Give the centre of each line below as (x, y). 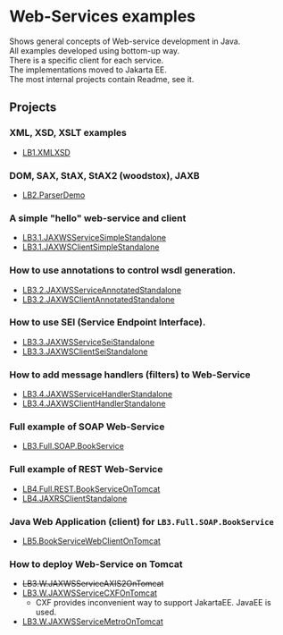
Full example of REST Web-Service (86, 470)
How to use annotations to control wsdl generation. (123, 270)
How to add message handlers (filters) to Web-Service (130, 375)
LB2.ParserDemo (54, 195)
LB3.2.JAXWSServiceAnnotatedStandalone (101, 290)
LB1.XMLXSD (46, 152)
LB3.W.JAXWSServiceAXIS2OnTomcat (93, 584)
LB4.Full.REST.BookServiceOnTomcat (91, 488)
